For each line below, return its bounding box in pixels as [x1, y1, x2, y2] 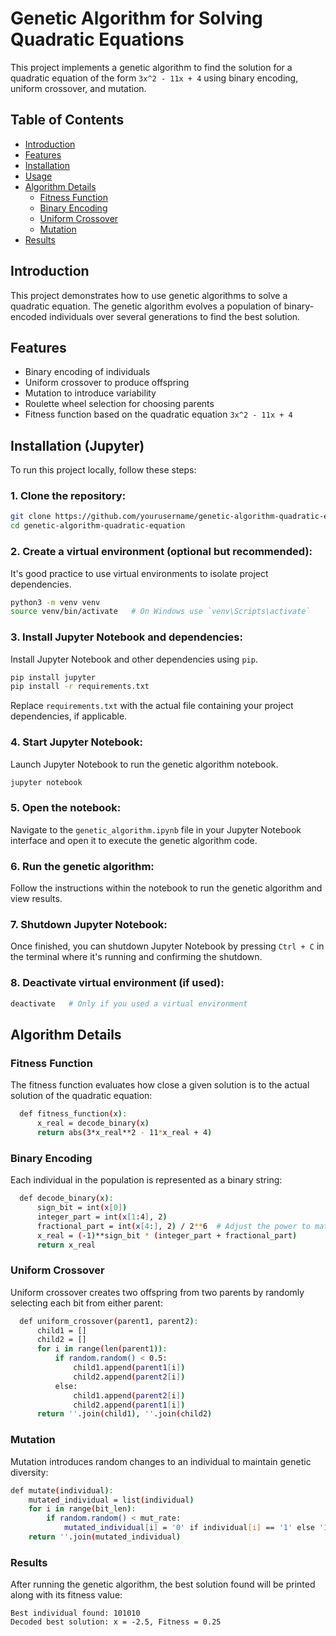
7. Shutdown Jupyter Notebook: [10, 918, 168, 932]
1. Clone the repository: [10, 489, 127, 503]
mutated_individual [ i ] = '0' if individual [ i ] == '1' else [63, 1523, 315, 1533]
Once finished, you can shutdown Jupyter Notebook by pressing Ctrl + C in [10, 940, 325, 952]
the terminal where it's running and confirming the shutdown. [10, 951, 263, 963]
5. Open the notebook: [10, 801, 122, 815]
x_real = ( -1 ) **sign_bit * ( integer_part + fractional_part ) [36, 1230, 298, 1241]
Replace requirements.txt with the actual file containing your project [10, 700, 294, 712]
